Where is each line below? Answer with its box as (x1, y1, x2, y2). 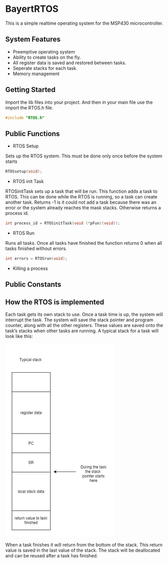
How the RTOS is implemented (5, 298, 104, 306)
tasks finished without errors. (5, 245, 68, 251)
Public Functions (5, 129, 60, 138)
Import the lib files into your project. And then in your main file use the (5, 99, 153, 105)
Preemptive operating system (12, 48, 75, 55)
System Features (5, 35, 60, 44)
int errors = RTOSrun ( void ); (5, 256, 68, 261)
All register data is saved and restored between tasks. (12, 60, 127, 66)
